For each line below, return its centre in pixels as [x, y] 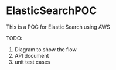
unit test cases [32, 62]
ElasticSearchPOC [52, 11]
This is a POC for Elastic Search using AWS [58, 27]
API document [32, 55]
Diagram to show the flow [46, 49]
